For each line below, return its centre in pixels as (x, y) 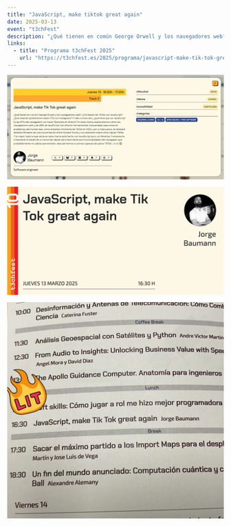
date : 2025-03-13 (32, 22)
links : (16, 44)
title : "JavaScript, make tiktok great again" (75, 14)
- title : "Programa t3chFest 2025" (64, 51)
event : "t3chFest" (33, 29)
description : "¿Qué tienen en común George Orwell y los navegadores (109, 36)
